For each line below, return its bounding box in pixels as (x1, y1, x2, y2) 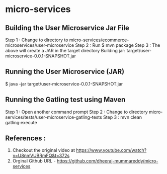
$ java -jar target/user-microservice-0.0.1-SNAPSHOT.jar (5, 80, 123, 86)
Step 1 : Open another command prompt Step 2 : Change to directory (5, 109, 148, 115)
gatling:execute (5, 119, 37, 125)
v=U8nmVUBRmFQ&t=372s (12, 152, 70, 159)
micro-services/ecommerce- (69, 37, 129, 43)
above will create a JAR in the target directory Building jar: (5, 48, 126, 53)
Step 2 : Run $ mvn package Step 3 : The (75, 42, 160, 48)
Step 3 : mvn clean (103, 114, 142, 120)
